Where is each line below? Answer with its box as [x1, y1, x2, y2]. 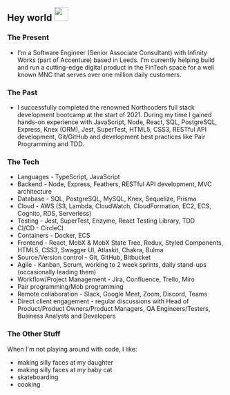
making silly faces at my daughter [17, 358, 114, 366]
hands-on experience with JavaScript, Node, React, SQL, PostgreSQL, [17, 118, 218, 126]
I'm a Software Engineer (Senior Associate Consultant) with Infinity [17, 48, 207, 57]
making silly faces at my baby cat [17, 365, 113, 374]
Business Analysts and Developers [17, 312, 116, 321]
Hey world [7, 12, 52, 24]
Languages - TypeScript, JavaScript [17, 173, 120, 181]
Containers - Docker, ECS [17, 232, 91, 240]
